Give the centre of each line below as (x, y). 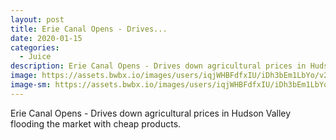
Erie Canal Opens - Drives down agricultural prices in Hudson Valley (151, 113)
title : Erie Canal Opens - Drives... (89, 29)
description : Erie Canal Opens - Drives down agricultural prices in (158, 66)
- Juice (35, 57)
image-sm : (31, 85)
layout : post (37, 19)
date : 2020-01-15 (46, 38)
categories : (35, 47)
